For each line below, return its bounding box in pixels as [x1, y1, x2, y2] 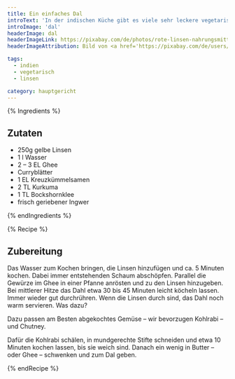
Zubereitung [7, 245, 63, 257]
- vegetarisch [13, 68, 55, 76]
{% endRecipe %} [7, 364, 59, 372]
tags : [7, 55, 23, 63]
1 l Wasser [17, 153, 47, 162]
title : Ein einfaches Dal [7, 10, 83, 18]
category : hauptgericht [7, 88, 77, 95]
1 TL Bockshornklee [17, 191, 75, 199]
